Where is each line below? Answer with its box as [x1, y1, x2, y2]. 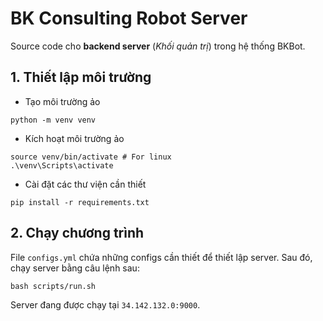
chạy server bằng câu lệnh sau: [10, 262, 140, 274]
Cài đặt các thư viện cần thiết [24, 178, 147, 190]
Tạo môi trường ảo [24, 95, 101, 107]
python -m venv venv [10, 115, 97, 125]
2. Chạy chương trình [10, 225, 145, 242]
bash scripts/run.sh [10, 281, 97, 291]
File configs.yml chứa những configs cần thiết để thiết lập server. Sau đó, [10, 251, 313, 263]
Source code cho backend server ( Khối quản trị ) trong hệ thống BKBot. [10, 40, 306, 52]
